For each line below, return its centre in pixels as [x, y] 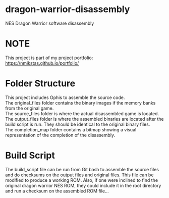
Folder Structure [40, 84]
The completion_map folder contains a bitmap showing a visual [71, 129]
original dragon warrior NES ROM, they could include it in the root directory [83, 185]
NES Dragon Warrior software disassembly [50, 23]
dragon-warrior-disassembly [68, 9]
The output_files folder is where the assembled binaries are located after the [84, 119]
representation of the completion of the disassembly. [60, 135]
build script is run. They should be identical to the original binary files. [78, 124]
